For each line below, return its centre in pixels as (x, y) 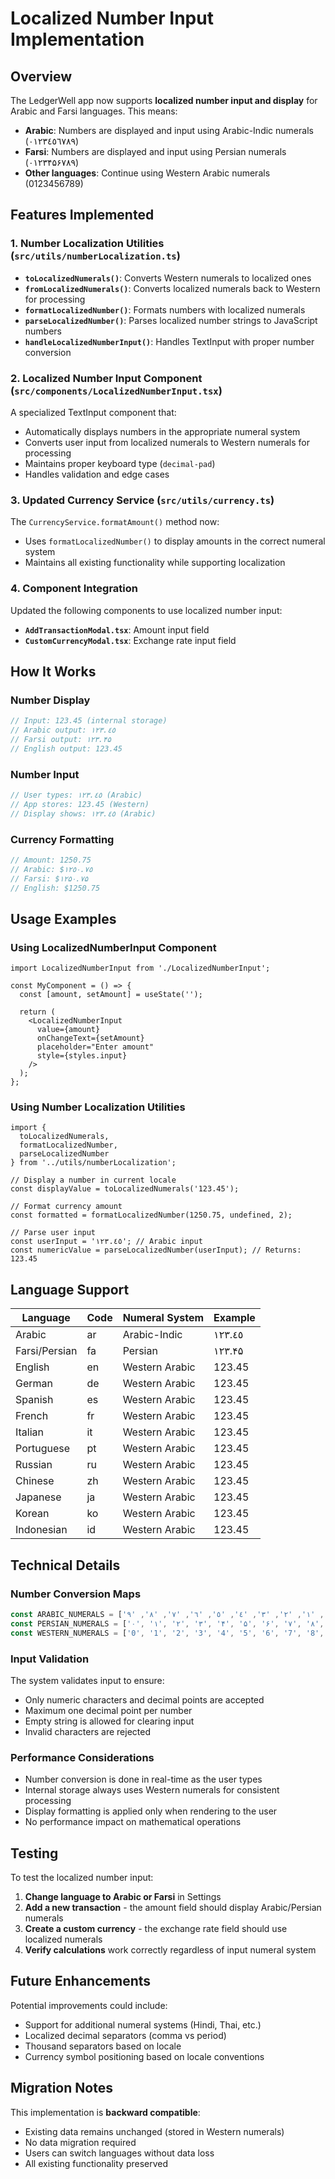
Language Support (70, 1289)
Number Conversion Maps (76, 1594)
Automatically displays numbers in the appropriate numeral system (162, 431)
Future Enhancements (81, 1981)
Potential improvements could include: (89, 2005)
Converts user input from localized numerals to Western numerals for (167, 442)
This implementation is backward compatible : (105, 2112)
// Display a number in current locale (93, 1180)
